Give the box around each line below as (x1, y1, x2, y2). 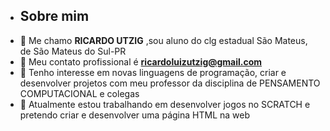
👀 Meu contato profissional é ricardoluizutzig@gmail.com (19, 55, 263, 68)
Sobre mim (19, 8, 90, 25)
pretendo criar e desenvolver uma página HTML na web (19, 109, 250, 121)
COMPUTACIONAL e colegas (19, 87, 140, 99)
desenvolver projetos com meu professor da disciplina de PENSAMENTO (19, 77, 321, 89)
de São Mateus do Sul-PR (19, 45, 127, 57)
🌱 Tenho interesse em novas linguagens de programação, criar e (19, 66, 287, 78)
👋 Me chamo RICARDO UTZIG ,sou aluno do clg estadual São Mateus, (19, 34, 308, 46)
